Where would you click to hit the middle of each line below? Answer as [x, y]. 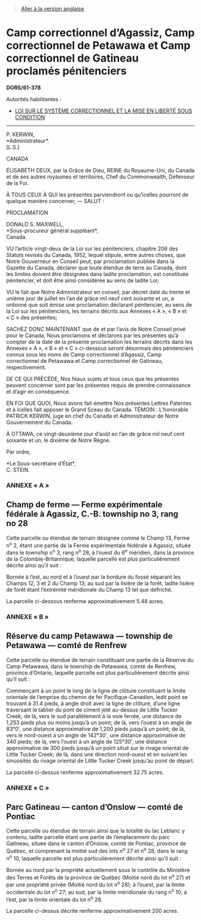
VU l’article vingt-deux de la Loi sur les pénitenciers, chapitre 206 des [92, 249]
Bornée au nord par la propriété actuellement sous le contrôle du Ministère [98, 870]
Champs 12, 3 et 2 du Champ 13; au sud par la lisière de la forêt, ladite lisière [100, 583]
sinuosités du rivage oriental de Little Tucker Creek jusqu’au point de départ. [100, 761]
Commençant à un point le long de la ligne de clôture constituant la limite [96, 691]
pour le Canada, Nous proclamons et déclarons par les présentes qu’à [92, 335]
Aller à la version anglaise [52, 9]
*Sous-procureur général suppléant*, [52, 231]
